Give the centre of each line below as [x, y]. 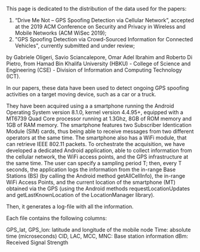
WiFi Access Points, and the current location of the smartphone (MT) [91, 182]
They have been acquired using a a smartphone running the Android [90, 106]
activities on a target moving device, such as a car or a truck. [81, 94]
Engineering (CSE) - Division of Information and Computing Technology [94, 70]
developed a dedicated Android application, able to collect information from [99, 150]
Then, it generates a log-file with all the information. [70, 207]
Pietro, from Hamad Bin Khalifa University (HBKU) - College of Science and [99, 63]
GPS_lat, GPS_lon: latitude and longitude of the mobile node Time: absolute [99, 230]
